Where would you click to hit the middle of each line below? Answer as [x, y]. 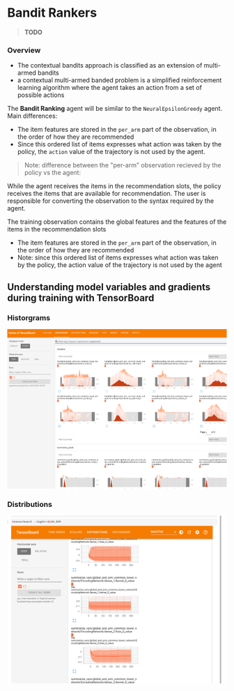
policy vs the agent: [53, 173]
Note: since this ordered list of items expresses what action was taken [118, 258]
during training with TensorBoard [81, 298]
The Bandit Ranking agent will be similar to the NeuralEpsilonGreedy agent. [115, 109]
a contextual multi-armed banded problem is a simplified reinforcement [119, 80]
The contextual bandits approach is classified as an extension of [110, 66]
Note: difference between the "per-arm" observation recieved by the [123, 165]
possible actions [41, 95]
